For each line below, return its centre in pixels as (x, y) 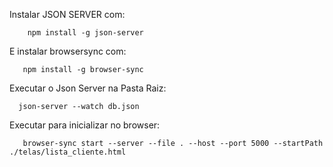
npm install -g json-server (85, 33)
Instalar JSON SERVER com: (67, 14)
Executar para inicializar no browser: (85, 125)
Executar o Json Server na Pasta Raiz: (88, 88)
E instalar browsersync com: (68, 51)
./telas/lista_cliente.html (68, 152)
